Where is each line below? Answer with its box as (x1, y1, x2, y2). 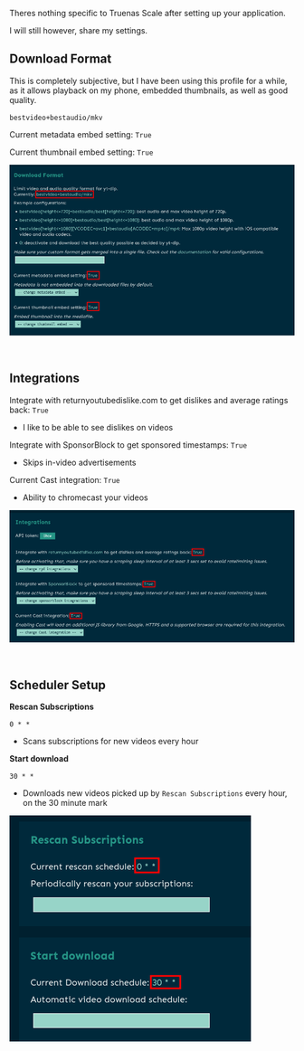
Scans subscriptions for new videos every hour (22, 736, 199, 747)
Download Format (9, 52, 112, 67)
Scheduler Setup (9, 677, 106, 693)
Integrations (9, 371, 80, 386)
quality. (9, 94, 37, 105)
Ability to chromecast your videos (22, 492, 148, 503)
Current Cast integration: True (9, 474, 120, 485)
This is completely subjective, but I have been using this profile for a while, (9, 75, 288, 86)
